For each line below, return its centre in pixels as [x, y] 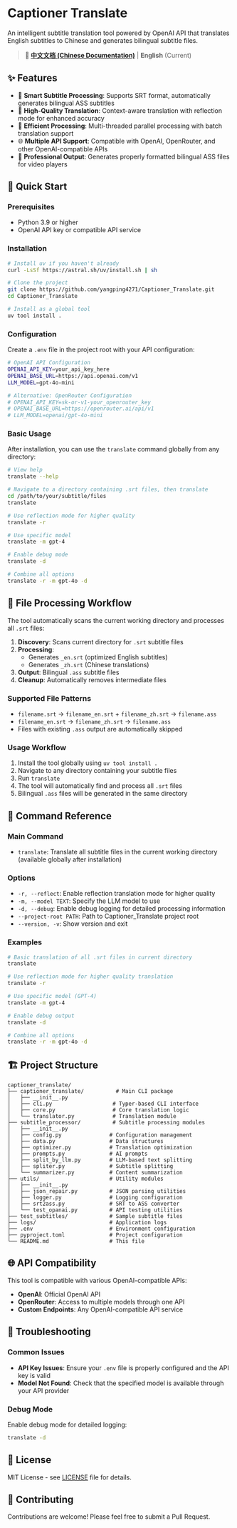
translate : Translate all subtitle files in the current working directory [117, 852]
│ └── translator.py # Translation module [92, 1117]
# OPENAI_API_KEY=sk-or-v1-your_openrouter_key [79, 402]
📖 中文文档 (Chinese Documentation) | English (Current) [108, 55]
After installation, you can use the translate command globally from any [114, 449]
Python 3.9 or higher [48, 222]
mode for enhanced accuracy [61, 118]
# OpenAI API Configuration [49, 363]
